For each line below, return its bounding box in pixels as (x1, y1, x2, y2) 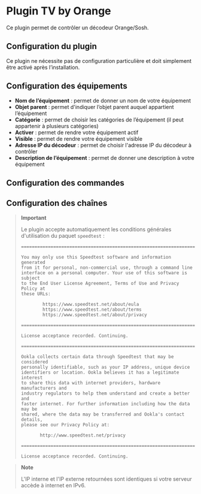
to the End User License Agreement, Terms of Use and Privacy (20, 280, 179, 286)
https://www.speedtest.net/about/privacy (42, 311, 148, 318)
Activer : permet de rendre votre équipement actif (14, 129, 139, 136)
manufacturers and (20, 385, 67, 391)
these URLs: (20, 290, 51, 297)
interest (20, 374, 43, 381)
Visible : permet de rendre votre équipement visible (14, 135, 142, 142)
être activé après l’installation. (6, 63, 80, 71)
